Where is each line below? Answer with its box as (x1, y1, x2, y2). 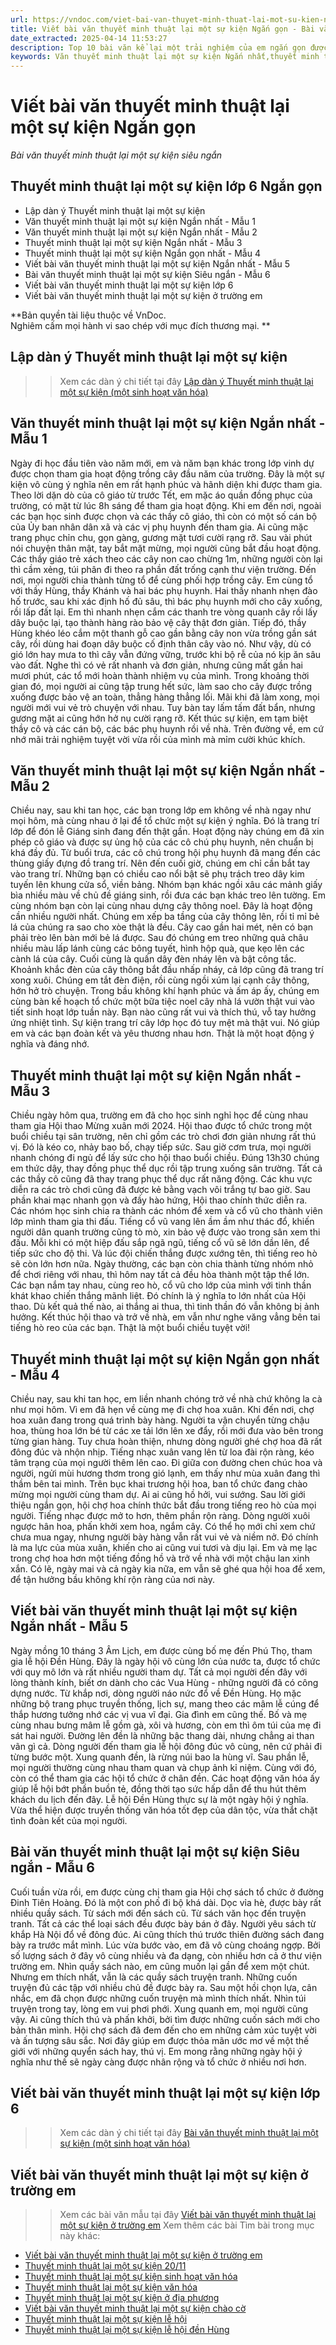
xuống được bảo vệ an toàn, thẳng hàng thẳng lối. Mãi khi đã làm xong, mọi (10, 691, 320, 703)
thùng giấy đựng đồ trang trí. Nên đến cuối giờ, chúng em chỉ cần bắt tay (10, 857, 311, 870)
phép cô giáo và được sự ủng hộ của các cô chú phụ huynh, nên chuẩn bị (10, 836, 314, 848)
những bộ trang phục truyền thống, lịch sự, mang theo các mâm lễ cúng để (10, 1697, 320, 1710)
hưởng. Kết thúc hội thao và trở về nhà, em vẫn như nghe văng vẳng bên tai (10, 1311, 321, 1323)
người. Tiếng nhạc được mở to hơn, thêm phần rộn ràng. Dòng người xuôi (10, 1509, 311, 1521)
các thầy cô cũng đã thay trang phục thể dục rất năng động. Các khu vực (10, 1173, 313, 1185)
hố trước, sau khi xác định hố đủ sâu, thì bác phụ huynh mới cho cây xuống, (10, 595, 323, 607)
